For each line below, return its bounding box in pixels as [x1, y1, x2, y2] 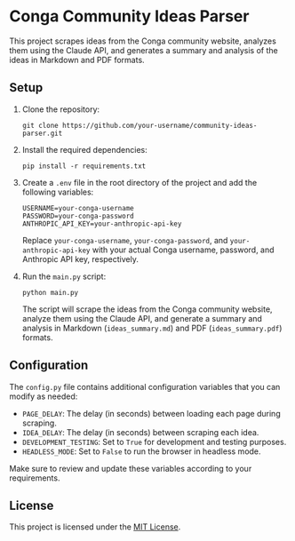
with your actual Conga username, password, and [92, 244, 275, 255]
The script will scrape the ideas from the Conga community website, [21, 304, 273, 314]
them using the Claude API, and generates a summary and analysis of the [9, 44, 278, 55]
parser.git [21, 129, 63, 138]
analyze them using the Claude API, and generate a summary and [21, 313, 262, 323]
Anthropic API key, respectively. [21, 253, 140, 264]
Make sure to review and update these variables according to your [9, 463, 252, 473]
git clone [21, 121, 60, 130]
